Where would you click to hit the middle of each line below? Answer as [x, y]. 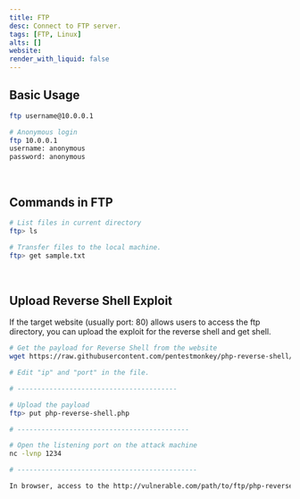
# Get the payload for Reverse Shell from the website [113, 348]
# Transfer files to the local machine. [86, 247]
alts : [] [25, 42]
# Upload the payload [50, 405]
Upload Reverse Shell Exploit [91, 300]
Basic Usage [45, 95]
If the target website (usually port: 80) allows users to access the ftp [135, 322]
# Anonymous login [43, 132]
